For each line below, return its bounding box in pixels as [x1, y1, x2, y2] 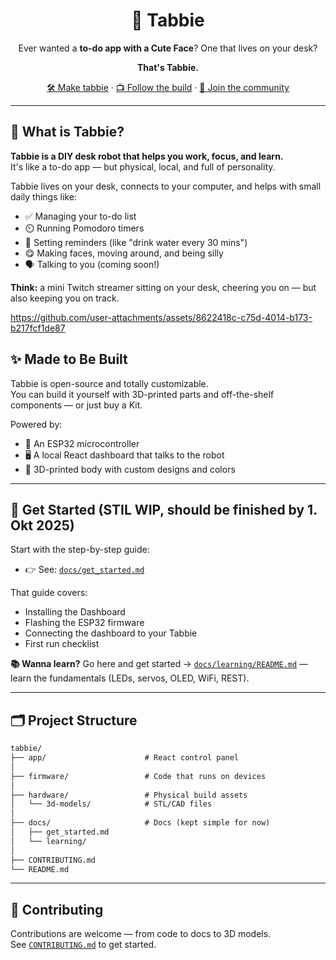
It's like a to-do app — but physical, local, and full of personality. [10, 160, 276, 173]
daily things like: [10, 190, 77, 203]
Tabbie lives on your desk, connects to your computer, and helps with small [10, 180, 322, 192]
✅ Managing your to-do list [24, 210, 137, 222]
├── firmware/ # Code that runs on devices [10, 771, 267, 781]
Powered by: [10, 418, 63, 430]
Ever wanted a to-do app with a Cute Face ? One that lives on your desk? [18, 42, 318, 54]
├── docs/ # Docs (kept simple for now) [10, 818, 271, 828]
